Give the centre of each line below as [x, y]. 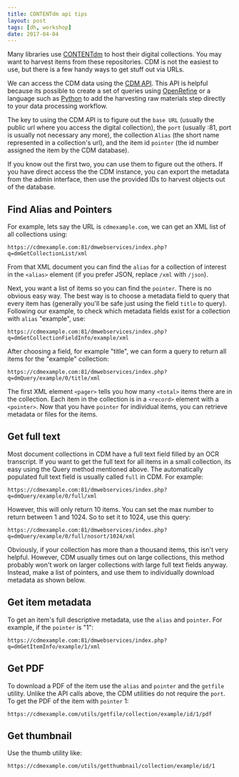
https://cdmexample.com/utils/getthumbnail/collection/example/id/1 [111, 766]
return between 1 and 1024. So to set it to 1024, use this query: [99, 517]
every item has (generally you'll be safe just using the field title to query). [117, 304]
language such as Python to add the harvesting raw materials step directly [117, 99]
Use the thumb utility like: [45, 753]
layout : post [27, 21]
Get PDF [26, 669]
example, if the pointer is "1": [51, 627]
